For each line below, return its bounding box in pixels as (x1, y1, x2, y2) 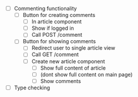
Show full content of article (40, 64, 106, 71)
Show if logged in (31, 25, 74, 32)
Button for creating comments (22, 12, 96, 19)
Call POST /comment (31, 32, 83, 39)
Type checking (14, 84, 51, 91)
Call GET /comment (31, 51, 79, 58)
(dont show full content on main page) (40, 71, 133, 78)
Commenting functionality (14, 5, 77, 12)
